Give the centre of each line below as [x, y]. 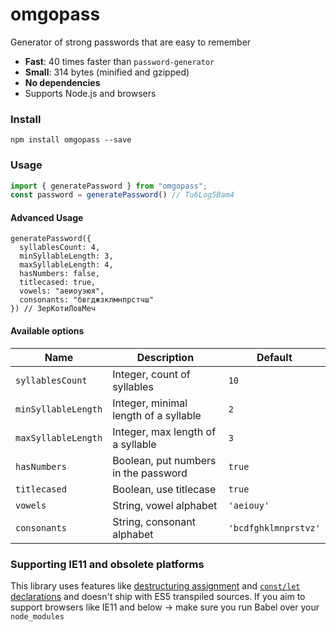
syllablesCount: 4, [60, 248]
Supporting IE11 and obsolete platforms [107, 564]
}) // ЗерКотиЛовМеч [53, 309]
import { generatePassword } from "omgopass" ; [109, 186]
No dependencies [62, 82]
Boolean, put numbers [164, 460]
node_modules [37, 616]
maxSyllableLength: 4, [66, 265]
